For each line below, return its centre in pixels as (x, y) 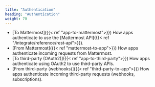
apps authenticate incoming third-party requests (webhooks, (74, 74)
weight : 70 (16, 19)
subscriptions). (27, 79)
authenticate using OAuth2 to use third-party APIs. (63, 64)
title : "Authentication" (30, 10)
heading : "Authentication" (33, 14)
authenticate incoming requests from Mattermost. (62, 53)
